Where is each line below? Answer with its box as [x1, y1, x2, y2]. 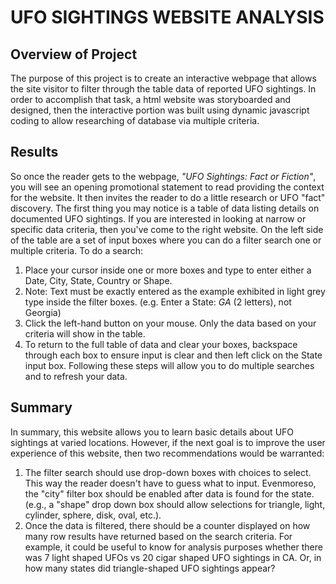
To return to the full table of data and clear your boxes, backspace [24, 338, 298, 350]
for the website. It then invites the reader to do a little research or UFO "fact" [10, 191, 326, 203]
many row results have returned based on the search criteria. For [24, 530, 293, 542]
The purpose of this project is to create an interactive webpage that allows [10, 72, 317, 84]
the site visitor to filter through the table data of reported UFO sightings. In [10, 83, 317, 95]
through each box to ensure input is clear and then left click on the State [24, 349, 323, 361]
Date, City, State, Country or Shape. [24, 274, 173, 286]
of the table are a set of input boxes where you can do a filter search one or [10, 234, 322, 246]
